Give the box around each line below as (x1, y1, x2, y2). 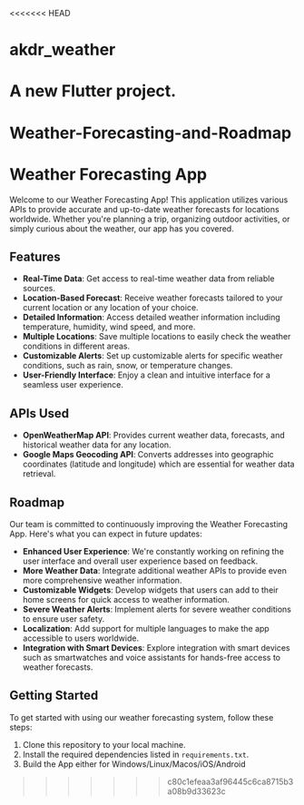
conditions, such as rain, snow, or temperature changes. (22, 360, 233, 371)
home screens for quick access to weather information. (22, 594, 230, 604)
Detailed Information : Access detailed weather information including (22, 312, 281, 323)
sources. (22, 283, 56, 294)
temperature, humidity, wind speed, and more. (22, 321, 196, 332)
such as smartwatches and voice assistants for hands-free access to (22, 652, 281, 663)
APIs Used (9, 406, 70, 421)
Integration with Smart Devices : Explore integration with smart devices (22, 642, 290, 653)
